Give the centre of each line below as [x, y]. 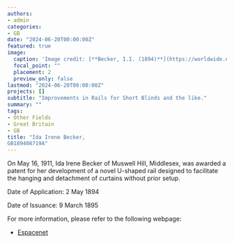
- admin [18, 20]
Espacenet [33, 233]
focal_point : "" [37, 66]
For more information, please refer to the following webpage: [94, 219]
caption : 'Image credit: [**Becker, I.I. [75, 59]
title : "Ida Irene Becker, [46, 137]
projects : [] [26, 91]
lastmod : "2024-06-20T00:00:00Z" [56, 85]
